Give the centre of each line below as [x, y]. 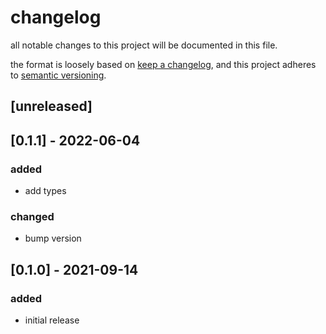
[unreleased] [51, 106]
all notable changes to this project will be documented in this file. [144, 45]
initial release [52, 320]
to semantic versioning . [58, 75]
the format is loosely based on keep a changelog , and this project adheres [163, 64]
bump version [53, 238]
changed [32, 216]
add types [45, 191]
